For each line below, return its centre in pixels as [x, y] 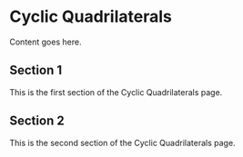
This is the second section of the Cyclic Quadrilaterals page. [122, 142]
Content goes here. [46, 42]
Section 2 [37, 121]
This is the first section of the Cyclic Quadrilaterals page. [116, 92]
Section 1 [35, 70]
